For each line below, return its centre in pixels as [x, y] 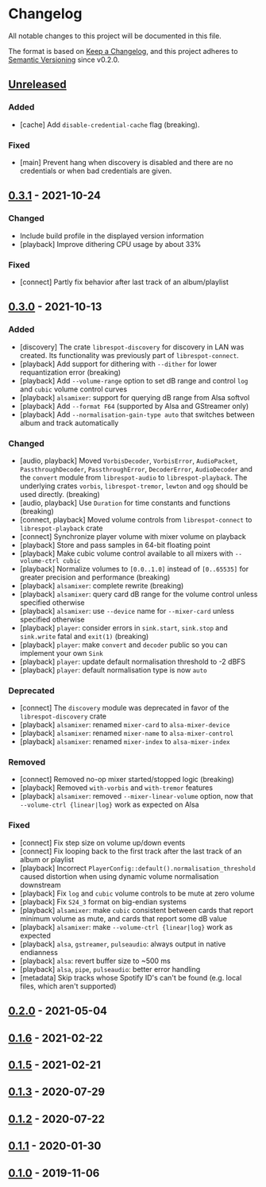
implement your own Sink [61, 653]
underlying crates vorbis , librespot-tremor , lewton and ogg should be [134, 486]
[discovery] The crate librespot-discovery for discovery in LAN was [132, 347]
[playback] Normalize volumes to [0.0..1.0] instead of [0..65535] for [134, 568]
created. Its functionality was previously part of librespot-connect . [129, 355]
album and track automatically [69, 422]
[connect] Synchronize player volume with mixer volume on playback [133, 536]
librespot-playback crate [61, 528]
